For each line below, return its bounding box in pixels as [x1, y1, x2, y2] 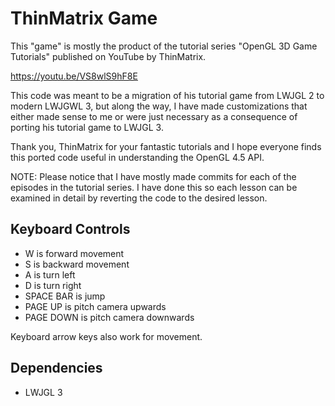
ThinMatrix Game [10, 7, 158, 30]
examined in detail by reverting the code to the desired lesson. [10, 192, 268, 204]
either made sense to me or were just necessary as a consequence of [10, 110, 298, 122]
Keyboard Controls [10, 221, 131, 238]
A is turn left [24, 268, 76, 281]
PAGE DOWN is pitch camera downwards [24, 311, 195, 323]
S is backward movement [24, 258, 130, 270]
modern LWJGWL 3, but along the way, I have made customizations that [10, 100, 308, 112]
